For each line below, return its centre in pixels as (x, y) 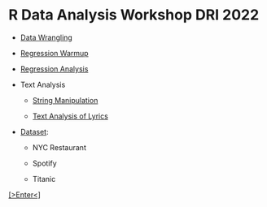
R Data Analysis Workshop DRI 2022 (134, 15)
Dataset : (34, 132)
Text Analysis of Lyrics (70, 116)
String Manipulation (65, 100)
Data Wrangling (46, 37)
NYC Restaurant (59, 147)
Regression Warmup (54, 53)
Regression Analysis (54, 69)
